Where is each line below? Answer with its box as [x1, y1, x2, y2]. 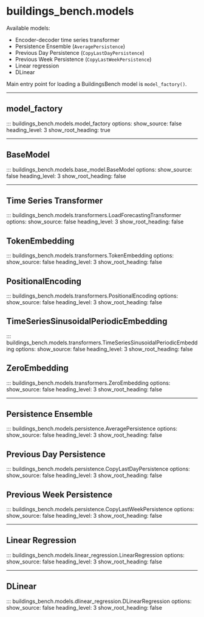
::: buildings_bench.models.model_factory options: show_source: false [6, 120, 182, 127]
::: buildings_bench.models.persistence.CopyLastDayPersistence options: [6, 465, 190, 473]
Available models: [6, 24, 50, 32]
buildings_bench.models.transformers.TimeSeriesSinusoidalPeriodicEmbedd [6, 339, 198, 346]
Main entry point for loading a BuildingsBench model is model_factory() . [6, 80, 187, 88]
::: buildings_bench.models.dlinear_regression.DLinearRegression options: [6, 598, 192, 605]
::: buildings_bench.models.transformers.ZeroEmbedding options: [6, 379, 171, 386]
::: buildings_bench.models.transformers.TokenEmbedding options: [6, 252, 174, 259]
